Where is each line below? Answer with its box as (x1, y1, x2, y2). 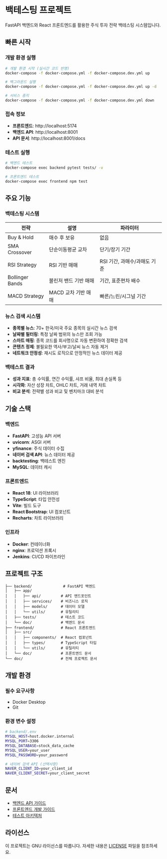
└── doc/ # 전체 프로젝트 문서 (5, 656, 97, 661)
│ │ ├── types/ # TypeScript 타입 (5, 640, 97, 645)
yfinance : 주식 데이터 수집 (12, 445, 65, 451)
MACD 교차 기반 (49, 289, 85, 296)
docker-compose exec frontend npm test (5, 179, 88, 184)
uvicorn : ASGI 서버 (12, 439, 51, 445)
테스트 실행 (5, 149, 30, 156)
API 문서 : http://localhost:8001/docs (12, 135, 85, 141)
